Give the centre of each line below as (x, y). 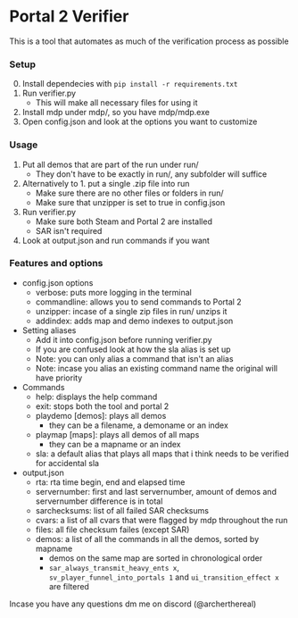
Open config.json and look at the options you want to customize (140, 121)
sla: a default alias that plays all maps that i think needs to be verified (162, 454)
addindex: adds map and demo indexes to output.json (134, 321)
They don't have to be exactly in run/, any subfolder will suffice (151, 174)
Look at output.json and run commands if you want (116, 240)
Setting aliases (49, 330)
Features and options (56, 263)
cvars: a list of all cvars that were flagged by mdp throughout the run (161, 520)
